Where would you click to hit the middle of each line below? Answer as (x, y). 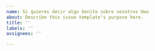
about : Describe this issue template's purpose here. (75, 17)
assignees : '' (24, 34)
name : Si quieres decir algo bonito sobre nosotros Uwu (77, 12)
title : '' (19, 23)
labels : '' (20, 28)
